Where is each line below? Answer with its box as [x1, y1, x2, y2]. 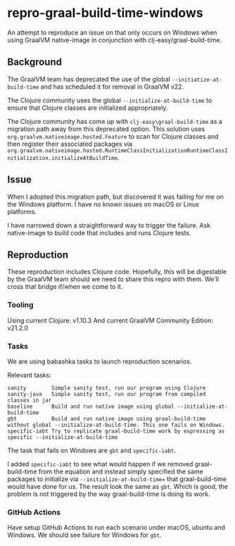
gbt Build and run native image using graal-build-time [7, 415, 206, 422]
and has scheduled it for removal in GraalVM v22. [40, 82, 184, 91]
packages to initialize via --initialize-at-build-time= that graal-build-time [7, 474, 227, 483]
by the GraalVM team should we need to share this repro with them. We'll [7, 275, 220, 283]
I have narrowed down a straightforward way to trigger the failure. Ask [7, 221, 211, 230]
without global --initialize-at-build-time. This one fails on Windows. [7, 421, 225, 428]
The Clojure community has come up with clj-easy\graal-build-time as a [7, 117, 223, 125]
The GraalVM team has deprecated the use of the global [7, 75, 170, 83]
